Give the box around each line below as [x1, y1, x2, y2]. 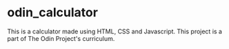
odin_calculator [7, 5, 99, 20]
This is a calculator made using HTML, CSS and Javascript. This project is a [7, 27, 223, 35]
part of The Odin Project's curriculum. [7, 34, 115, 42]
